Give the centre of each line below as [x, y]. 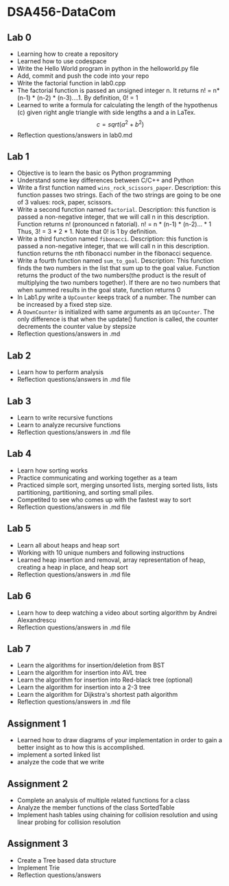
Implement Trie [38, 867]
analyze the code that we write [61, 762]
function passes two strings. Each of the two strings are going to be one [119, 195]
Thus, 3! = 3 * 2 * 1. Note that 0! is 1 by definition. [87, 232]
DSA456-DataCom [62, 12]
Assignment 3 [38, 844]
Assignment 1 [37, 723]
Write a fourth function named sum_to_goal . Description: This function [116, 261]
